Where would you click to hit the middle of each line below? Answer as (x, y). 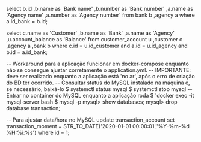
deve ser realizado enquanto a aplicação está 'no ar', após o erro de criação (101, 76)
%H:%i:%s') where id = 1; (38, 132)
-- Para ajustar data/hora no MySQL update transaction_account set (91, 120)
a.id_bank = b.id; (27, 21)
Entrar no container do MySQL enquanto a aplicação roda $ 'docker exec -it (100, 96)
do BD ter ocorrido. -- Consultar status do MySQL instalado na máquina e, (98, 83)
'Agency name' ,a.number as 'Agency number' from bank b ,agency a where (101, 15)
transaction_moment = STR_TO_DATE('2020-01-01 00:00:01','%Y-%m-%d (98, 126)
